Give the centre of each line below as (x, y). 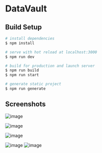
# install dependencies (30, 38)
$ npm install (20, 43)
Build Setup (23, 27)
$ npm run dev (20, 57)
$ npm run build (22, 70)
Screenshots (25, 104)
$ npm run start (22, 75)
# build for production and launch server (50, 66)
